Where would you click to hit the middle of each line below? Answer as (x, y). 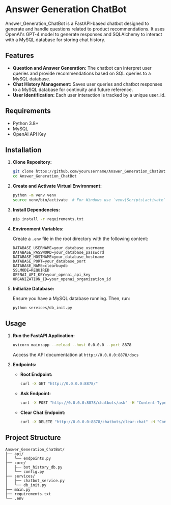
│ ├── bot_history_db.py (34, 467)
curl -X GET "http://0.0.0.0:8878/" (59, 384)
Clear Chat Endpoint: (43, 412)
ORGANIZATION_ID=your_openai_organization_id (62, 279)
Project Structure (33, 438)
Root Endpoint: (36, 374)
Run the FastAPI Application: (44, 336)
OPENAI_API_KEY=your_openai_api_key (51, 275)
